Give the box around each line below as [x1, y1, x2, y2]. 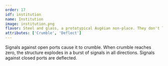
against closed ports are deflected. [5, 55, 77, 60]
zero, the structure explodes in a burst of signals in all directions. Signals [5, 49, 155, 55]
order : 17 [5, 7, 26, 12]
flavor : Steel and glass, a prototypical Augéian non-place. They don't [5, 26, 160, 31]
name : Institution [5, 16, 43, 21]
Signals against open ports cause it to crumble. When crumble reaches [5, 44, 151, 50]
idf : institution [5, 12, 41, 17]
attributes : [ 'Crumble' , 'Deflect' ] [5, 30, 81, 35]
